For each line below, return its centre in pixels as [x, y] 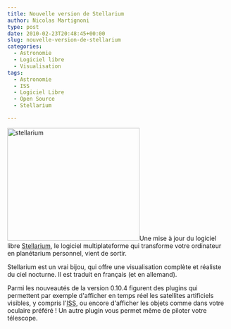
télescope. [23, 318]
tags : [15, 73]
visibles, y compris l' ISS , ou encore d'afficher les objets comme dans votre [116, 303]
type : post [23, 27]
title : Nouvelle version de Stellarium [66, 14]
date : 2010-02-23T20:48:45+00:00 [56, 33]
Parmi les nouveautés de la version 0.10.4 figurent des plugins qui [102, 288]
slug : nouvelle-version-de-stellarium [64, 40]
